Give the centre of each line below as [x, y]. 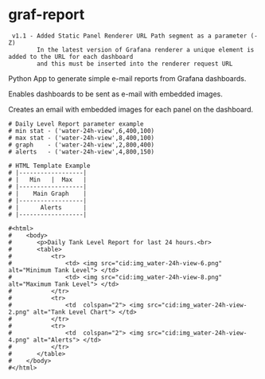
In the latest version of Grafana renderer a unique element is [146, 49]
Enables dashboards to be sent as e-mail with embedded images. [115, 94]
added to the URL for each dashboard [71, 57]
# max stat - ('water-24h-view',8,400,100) [82, 138]
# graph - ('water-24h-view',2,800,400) [82, 145]
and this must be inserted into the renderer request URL [135, 64]
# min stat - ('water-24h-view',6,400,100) [82, 131]
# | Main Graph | [48, 193]
